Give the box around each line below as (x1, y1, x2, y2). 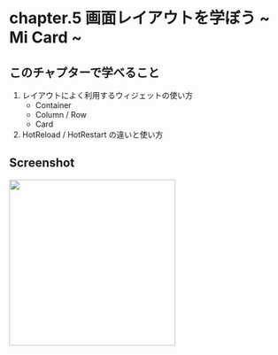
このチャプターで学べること (9, 65, 160, 80)
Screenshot (9, 156, 75, 171)
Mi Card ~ (9, 27, 82, 48)
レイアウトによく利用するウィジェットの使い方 (21, 90, 193, 100)
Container (35, 100, 73, 111)
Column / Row (35, 110, 87, 120)
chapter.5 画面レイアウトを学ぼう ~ (9, 8, 270, 28)
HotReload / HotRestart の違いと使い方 (21, 129, 164, 140)
